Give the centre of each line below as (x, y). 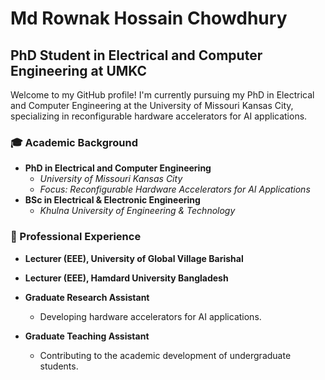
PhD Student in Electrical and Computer (136, 55)
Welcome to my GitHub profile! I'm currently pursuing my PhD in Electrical (162, 95)
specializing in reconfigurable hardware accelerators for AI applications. (159, 116)
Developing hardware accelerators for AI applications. (150, 316)
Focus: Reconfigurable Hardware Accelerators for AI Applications (175, 189)
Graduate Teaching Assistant (87, 336)
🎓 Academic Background (74, 142)
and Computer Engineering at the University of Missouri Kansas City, (152, 105)
